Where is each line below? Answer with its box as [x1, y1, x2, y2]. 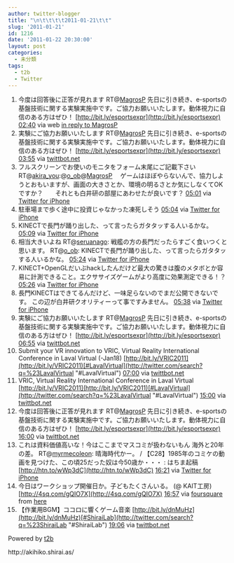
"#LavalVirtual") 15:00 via [152, 391, 226, 400]
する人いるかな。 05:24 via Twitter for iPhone [18, 255, 150, 263]
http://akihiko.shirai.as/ [8, 548, 74, 557]
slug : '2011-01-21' [8, 23, 65, 30]
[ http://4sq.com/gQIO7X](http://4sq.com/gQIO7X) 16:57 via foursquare [18, 489, 223, 498]
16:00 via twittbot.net [18, 432, 80, 441]
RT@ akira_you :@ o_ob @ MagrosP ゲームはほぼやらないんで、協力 [18, 172, 212, 180]
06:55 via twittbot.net [18, 339, 81, 347]
